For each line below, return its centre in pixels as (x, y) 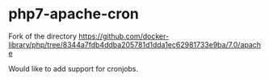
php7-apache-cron (74, 14)
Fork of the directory (43, 36)
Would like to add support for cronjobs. (74, 68)
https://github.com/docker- (124, 36)
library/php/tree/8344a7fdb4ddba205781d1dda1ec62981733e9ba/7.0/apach (134, 44)
